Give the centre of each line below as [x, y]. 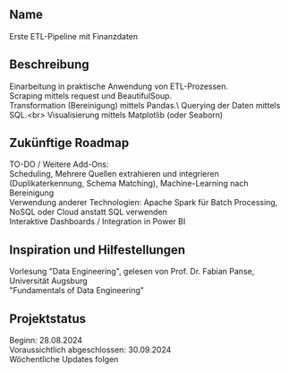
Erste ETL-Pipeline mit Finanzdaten [74, 36]
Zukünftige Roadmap [69, 143]
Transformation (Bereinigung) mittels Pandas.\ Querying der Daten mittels [145, 105]
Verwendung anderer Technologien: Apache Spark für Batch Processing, [144, 203]
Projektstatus [48, 319]
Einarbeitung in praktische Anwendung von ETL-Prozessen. [119, 86]
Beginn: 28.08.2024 [46, 341]
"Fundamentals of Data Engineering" [77, 291]
